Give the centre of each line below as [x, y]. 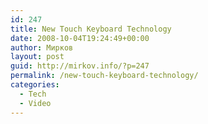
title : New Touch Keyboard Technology [91, 29]
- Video [35, 103]
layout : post [37, 57]
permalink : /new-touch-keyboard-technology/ [104, 76]
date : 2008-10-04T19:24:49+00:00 [80, 38]
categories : [35, 85]
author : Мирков [42, 47]
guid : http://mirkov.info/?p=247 [80, 66]
